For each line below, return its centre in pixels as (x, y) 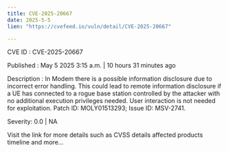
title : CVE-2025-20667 (40, 13)
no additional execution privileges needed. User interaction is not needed (112, 101)
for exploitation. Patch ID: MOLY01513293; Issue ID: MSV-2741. (96, 108)
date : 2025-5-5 (29, 20)
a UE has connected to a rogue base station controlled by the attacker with (114, 93)
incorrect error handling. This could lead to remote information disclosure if (114, 86)
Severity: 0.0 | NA (32, 122)
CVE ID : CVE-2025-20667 (45, 52)
